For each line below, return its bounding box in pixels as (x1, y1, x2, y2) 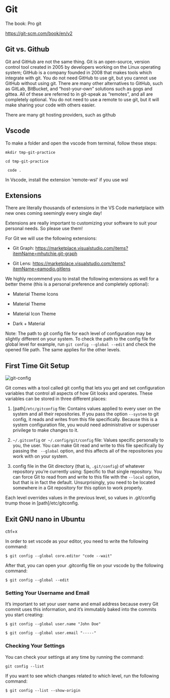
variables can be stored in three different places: (5, 396, 107, 402)
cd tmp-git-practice (5, 159, 49, 164)
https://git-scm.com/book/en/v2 (5, 30, 73, 36)
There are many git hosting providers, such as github (5, 111, 116, 118)
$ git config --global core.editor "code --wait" (5, 553, 113, 559)
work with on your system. (12, 453, 69, 459)
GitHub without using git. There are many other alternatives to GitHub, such (5, 80, 163, 86)
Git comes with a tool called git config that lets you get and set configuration (5, 385, 165, 391)
